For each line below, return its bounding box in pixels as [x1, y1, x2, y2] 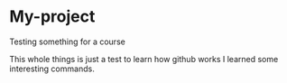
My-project [9, 6, 96, 27]
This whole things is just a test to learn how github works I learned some [9, 53, 279, 64]
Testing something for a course [9, 36, 126, 47]
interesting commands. [9, 63, 95, 74]
